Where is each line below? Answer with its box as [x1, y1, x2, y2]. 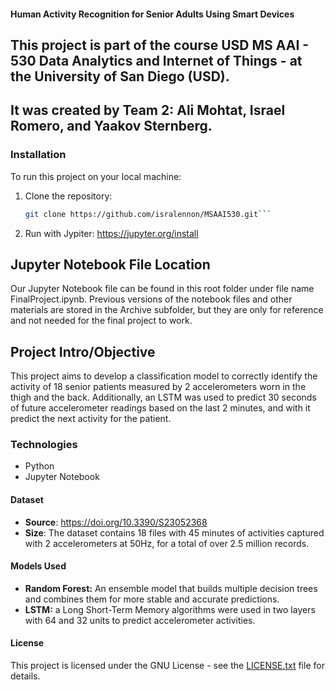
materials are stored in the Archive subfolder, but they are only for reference [10, 304, 324, 316]
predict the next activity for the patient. [10, 413, 172, 425]
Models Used [10, 560, 67, 572]
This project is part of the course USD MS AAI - [10, 36, 310, 54]
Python [24, 460, 55, 472]
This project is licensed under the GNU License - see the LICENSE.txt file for [10, 660, 325, 672]
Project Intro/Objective [10, 343, 156, 360]
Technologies [10, 438, 78, 452]
